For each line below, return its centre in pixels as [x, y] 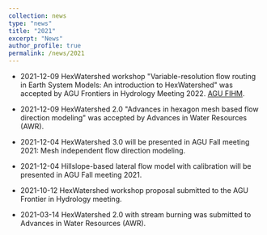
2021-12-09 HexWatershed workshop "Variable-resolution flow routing [138, 76]
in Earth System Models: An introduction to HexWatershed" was [126, 85]
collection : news [38, 16]
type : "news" [30, 23]
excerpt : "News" [36, 38]
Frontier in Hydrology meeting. [71, 199]
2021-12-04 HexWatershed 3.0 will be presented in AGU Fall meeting [135, 142]
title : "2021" [32, 31]
